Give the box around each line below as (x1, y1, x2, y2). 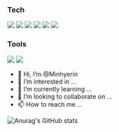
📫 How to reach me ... (17, 100, 83, 108)
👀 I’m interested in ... (17, 77, 77, 86)
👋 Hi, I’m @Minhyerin (17, 70, 78, 78)
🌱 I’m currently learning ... (17, 84, 92, 93)
